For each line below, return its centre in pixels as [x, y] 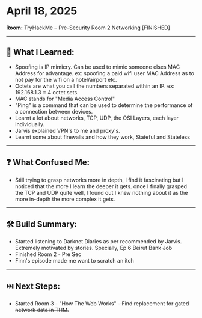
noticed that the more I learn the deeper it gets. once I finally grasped [101, 186]
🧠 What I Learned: [40, 52]
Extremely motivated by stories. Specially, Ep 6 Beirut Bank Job [93, 248]
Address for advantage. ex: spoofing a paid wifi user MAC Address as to [104, 73]
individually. [30, 124]
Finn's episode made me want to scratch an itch [74, 261]
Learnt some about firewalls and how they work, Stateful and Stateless [103, 137]
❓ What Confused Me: [48, 163]
